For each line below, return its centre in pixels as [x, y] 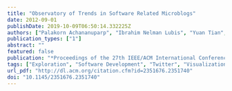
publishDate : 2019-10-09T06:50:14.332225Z [69, 26]
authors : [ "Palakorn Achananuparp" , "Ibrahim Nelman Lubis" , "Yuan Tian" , [117, 32]
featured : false [30, 52]
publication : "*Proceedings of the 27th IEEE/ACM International [101, 58]
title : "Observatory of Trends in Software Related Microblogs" [101, 13]
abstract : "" [26, 45]
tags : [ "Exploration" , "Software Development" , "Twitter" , [94, 64]
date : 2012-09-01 [32, 20]
